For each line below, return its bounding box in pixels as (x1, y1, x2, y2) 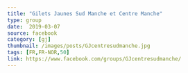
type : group (7, 17, 42, 24)
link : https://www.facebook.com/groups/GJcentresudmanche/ (7, 56, 182, 63)
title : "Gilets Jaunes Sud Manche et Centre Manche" (7, 10, 163, 17)
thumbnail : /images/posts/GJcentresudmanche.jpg (7, 42, 151, 49)
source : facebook (7, 29, 58, 37)
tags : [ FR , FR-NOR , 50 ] (7, 49, 70, 56)
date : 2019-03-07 (7, 23, 60, 30)
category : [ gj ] (7, 36, 51, 43)
